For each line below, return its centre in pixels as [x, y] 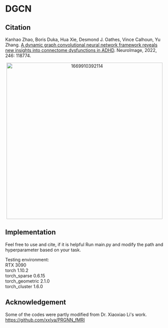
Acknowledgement [36, 303]
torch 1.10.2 [17, 270]
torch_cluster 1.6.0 [24, 286]
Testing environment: [27, 259]
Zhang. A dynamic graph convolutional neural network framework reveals [81, 45]
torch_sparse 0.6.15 [25, 276]
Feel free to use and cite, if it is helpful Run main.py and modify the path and [84, 244]
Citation [18, 28]
